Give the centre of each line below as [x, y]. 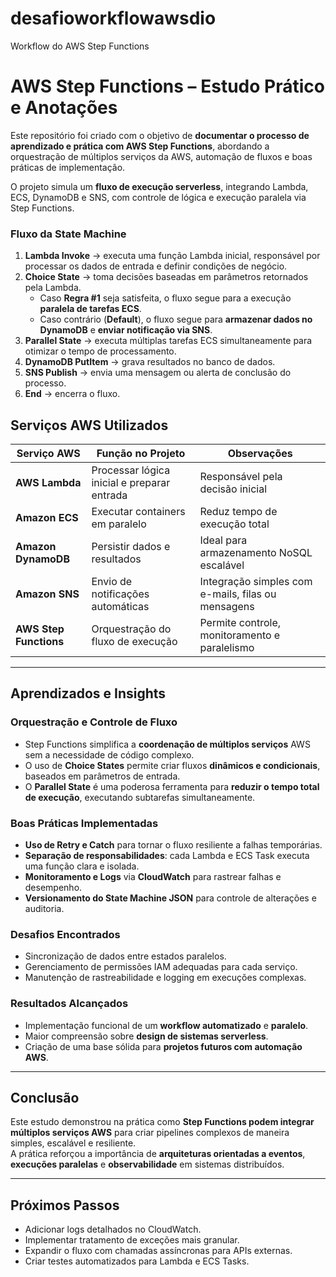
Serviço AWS [48, 453]
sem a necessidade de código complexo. [109, 754]
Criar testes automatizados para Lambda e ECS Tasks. [137, 1261]
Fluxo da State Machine [68, 234]
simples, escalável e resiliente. [73, 1143]
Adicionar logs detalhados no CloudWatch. [113, 1229]
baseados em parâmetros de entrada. [102, 776]
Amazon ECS [47, 517]
